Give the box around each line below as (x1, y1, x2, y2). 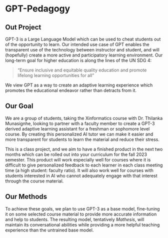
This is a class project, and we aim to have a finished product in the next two (5, 146, 163, 152)
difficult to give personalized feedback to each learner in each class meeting (5, 162, 163, 168)
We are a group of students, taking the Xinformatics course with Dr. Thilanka (5, 115, 163, 121)
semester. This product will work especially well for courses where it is (5, 156, 151, 162)
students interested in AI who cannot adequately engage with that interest (5, 172, 157, 178)
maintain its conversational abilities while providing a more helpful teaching (5, 221, 160, 227)
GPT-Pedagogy (5, 3, 70, 14)
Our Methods (5, 192, 47, 201)
